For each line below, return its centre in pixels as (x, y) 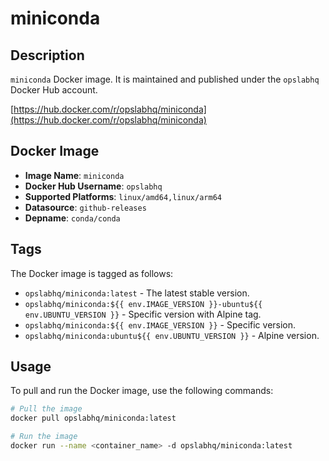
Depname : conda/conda (72, 218)
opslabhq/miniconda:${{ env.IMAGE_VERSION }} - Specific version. (160, 324)
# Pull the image (46, 409)
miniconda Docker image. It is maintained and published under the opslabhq (165, 79)
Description (47, 55)
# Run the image (44, 437)
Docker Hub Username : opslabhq (93, 186)
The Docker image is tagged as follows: (92, 273)
